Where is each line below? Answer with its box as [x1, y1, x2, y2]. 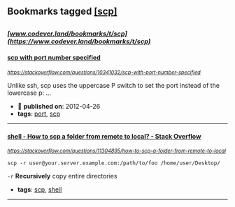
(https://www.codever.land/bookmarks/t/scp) [7, 37, 151, 46]
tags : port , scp [17, 109, 61, 118]
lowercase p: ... [7, 89, 52, 97]
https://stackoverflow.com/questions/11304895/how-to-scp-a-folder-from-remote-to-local [7, 148, 226, 155]
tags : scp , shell [17, 185, 62, 194]
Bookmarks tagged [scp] [7, 6, 117, 17]
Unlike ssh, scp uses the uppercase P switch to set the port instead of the [7, 81, 220, 89]
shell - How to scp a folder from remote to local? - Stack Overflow [7, 132, 201, 140]
